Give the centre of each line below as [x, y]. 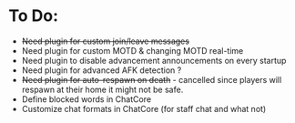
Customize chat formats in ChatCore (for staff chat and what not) [144, 108]
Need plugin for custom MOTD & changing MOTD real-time [132, 50]
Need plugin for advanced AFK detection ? [102, 70]
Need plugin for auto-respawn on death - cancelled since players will [152, 79]
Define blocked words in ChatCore [86, 99]
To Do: [34, 16]
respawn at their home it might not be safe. [102, 89]
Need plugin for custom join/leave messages [106, 41]
